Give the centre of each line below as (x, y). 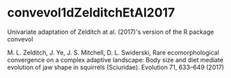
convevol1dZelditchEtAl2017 (91, 13)
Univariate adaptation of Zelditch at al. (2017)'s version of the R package (111, 32)
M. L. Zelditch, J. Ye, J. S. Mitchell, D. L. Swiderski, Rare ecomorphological (113, 52)
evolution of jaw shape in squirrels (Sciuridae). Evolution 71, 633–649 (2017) (115, 67)
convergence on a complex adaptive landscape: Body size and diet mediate (115, 59)
